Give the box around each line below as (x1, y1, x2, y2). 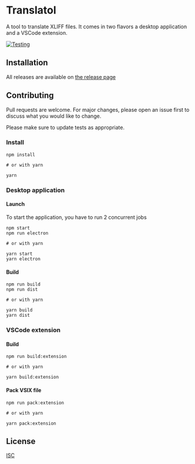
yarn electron (6, 256, 41, 262)
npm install (6, 151, 35, 158)
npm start (6, 225, 31, 231)
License (6, 436, 36, 446)
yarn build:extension (6, 374, 59, 380)
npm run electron (6, 230, 49, 236)
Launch (6, 201, 25, 208)
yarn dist (6, 313, 31, 319)
